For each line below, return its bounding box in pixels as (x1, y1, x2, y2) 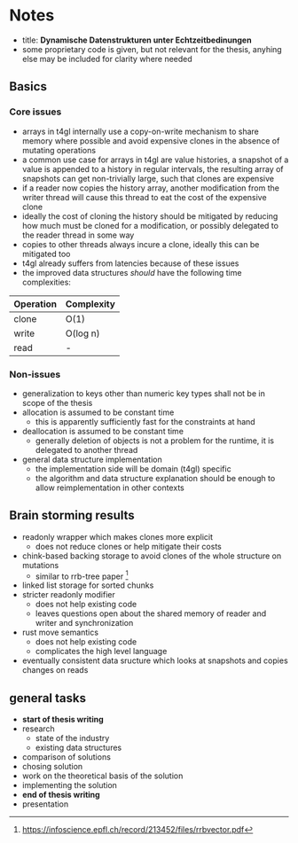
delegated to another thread (35, 444, 138, 455)
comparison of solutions (21, 752, 111, 762)
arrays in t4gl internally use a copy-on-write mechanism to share (21, 126, 259, 137)
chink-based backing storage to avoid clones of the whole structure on (21, 550, 282, 561)
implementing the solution (21, 780, 118, 791)
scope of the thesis (21, 397, 93, 408)
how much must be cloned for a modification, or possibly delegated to (21, 220, 279, 230)
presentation (21, 799, 69, 809)
